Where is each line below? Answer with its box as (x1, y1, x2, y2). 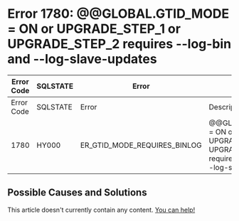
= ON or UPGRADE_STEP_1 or (7, 21, 181, 37)
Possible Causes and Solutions (7, 187, 147, 199)
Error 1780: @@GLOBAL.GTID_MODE (7, 6, 230, 22)
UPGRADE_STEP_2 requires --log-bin (7, 36, 232, 52)
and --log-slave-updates (7, 51, 158, 68)
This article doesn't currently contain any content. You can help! (7, 205, 196, 214)
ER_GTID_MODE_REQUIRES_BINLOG (80, 140, 203, 150)
